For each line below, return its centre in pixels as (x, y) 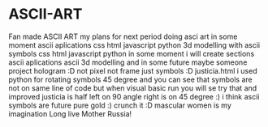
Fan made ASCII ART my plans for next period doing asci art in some (123, 36)
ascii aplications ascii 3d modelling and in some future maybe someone (128, 62)
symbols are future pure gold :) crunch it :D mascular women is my (120, 105)
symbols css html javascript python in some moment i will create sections (132, 53)
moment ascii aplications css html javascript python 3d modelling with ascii (134, 44)
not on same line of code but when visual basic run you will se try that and (133, 88)
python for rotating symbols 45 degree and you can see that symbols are (131, 79)
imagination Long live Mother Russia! (70, 113)
